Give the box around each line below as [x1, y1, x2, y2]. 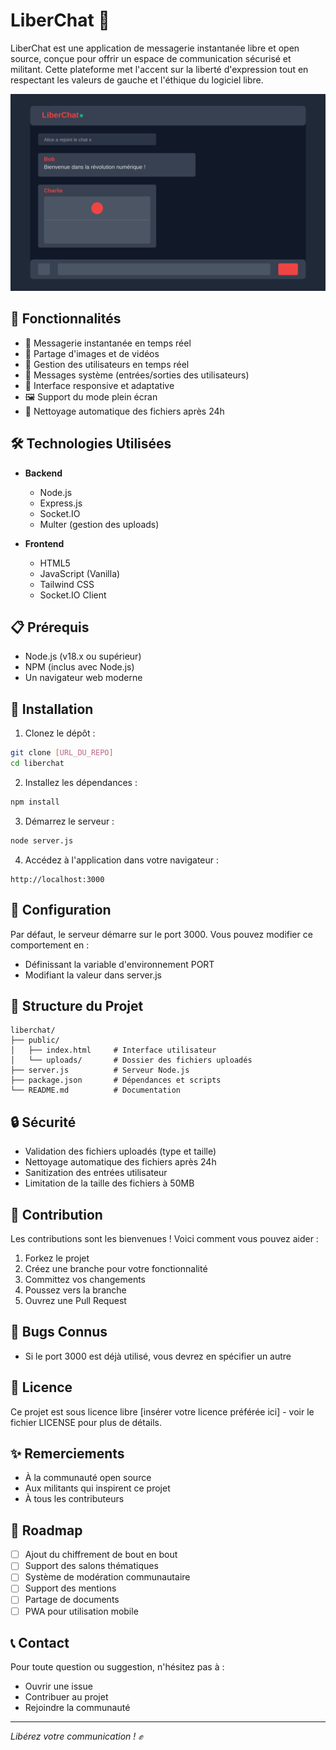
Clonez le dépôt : [24, 727, 96, 739]
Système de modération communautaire [24, 1571, 191, 1583]
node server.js [10, 835, 74, 846]
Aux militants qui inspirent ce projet [24, 1482, 171, 1494]
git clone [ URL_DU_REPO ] [10, 748, 114, 758]
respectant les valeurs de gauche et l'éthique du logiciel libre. [10, 74, 264, 86]
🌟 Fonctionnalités [10, 310, 122, 328]
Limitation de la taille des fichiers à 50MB [24, 1177, 195, 1189]
